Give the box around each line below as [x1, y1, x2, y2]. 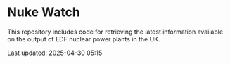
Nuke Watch [7, 4, 81, 20]
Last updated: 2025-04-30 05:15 [7, 49, 103, 57]
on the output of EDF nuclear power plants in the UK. [7, 34, 160, 43]
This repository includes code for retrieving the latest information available [7, 27, 224, 36]
